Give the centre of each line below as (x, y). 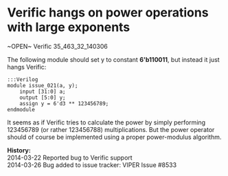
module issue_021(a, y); (43, 85)
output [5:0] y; (43, 98)
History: (19, 150)
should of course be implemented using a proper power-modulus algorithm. (114, 137)
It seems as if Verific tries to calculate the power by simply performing (106, 122)
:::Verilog (23, 79)
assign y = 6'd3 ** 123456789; (64, 103)
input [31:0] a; (43, 91)
